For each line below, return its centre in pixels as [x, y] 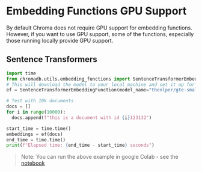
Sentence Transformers [52, 59]
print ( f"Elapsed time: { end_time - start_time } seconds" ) [80, 146]
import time [21, 73]
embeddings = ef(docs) [35, 134]
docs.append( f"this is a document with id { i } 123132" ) [82, 118]
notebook [33, 163]
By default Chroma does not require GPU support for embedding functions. [99, 28]
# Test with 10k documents [40, 101]
